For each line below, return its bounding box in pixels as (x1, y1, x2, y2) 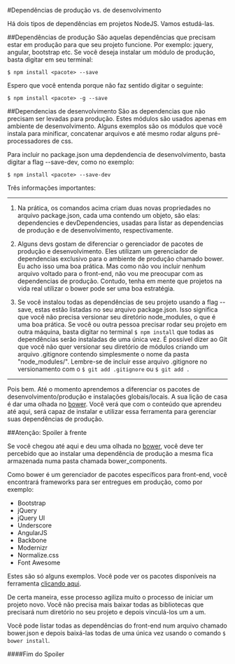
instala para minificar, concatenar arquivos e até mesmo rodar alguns (7, 130, 207, 137)
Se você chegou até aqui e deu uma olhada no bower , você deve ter (7, 442, 204, 450)
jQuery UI (17, 514, 45, 522)
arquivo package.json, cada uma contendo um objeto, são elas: (17, 212, 201, 219)
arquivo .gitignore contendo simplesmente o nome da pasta (17, 350, 190, 358)
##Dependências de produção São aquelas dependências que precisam (7, 33, 216, 41)
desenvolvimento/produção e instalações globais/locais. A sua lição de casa (7, 392, 228, 401)
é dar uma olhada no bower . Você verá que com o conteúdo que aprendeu (7, 400, 222, 408)
